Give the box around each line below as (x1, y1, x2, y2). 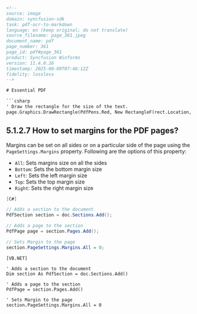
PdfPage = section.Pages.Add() (6, 286, 83, 293)
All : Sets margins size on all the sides (14, 159, 108, 166)
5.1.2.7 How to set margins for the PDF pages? (6, 126, 179, 136)
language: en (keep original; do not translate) (6, 27, 128, 33)
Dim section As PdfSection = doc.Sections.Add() (6, 271, 128, 277)
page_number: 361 (6, 44, 49, 50)
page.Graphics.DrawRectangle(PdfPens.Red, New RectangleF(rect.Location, (6, 109, 192, 115)
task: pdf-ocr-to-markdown (6, 21, 73, 27)
